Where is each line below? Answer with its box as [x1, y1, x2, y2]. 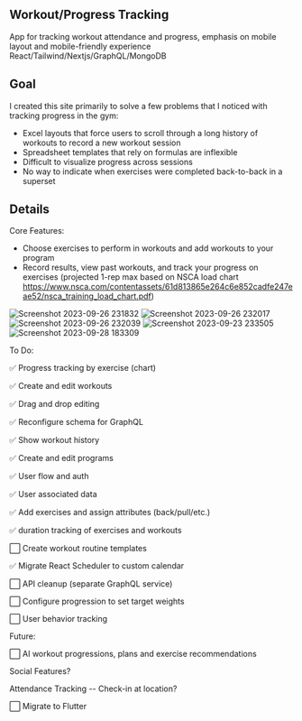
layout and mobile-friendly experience [9, 41, 151, 51]
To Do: [9, 345, 34, 356]
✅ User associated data [9, 489, 97, 500]
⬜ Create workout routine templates [9, 543, 147, 554]
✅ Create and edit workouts [9, 381, 113, 392]
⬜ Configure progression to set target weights [9, 596, 185, 607]
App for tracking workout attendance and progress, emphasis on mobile [9, 31, 277, 42]
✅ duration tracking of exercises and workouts [9, 525, 182, 536]
